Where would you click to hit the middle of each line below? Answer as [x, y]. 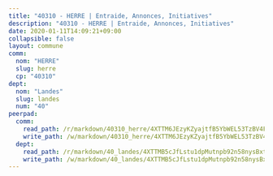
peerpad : [23, 114]
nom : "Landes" [39, 91]
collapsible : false [41, 39]
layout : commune [36, 46]
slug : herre [36, 69]
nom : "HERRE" [38, 62]
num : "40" [32, 106]
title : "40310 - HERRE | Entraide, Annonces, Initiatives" [110, 16]
